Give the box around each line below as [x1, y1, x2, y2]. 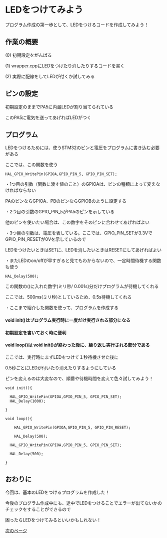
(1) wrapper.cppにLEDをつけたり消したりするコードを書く [5, 63, 125, 69]
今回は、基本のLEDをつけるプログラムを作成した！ [5, 489, 110, 495]
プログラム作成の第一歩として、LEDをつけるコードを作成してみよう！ [5, 22, 149, 28]
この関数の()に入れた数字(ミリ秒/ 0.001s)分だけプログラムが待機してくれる [5, 284, 159, 290]
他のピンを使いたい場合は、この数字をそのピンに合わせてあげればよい [5, 219, 150, 225]
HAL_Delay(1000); [9, 398, 46, 403]
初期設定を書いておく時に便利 [5, 329, 66, 336]
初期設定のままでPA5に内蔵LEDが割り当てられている [5, 103, 113, 110]
